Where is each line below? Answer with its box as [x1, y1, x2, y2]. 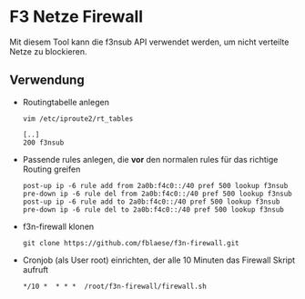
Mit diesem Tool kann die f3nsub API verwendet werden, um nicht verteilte [9, 36, 290, 47]
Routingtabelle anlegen [22, 96, 109, 107]
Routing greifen [22, 164, 81, 174]
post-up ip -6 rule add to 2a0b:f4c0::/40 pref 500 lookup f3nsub [22, 197, 280, 206]
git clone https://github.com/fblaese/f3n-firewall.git [22, 238, 239, 247]
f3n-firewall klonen [22, 221, 95, 232]
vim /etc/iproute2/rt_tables [22, 114, 134, 124]
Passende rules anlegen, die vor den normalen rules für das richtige [22, 154, 279, 164]
